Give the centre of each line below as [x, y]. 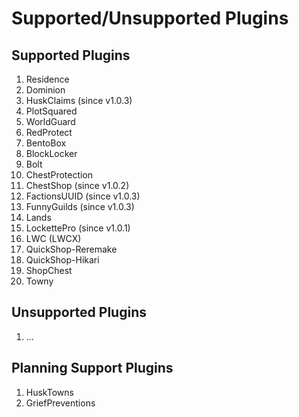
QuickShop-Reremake [71, 249]
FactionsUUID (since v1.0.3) [83, 196]
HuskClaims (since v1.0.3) [79, 100]
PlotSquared [51, 111]
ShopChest [49, 270]
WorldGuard [50, 121]
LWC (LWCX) [53, 238]
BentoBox [46, 143]
